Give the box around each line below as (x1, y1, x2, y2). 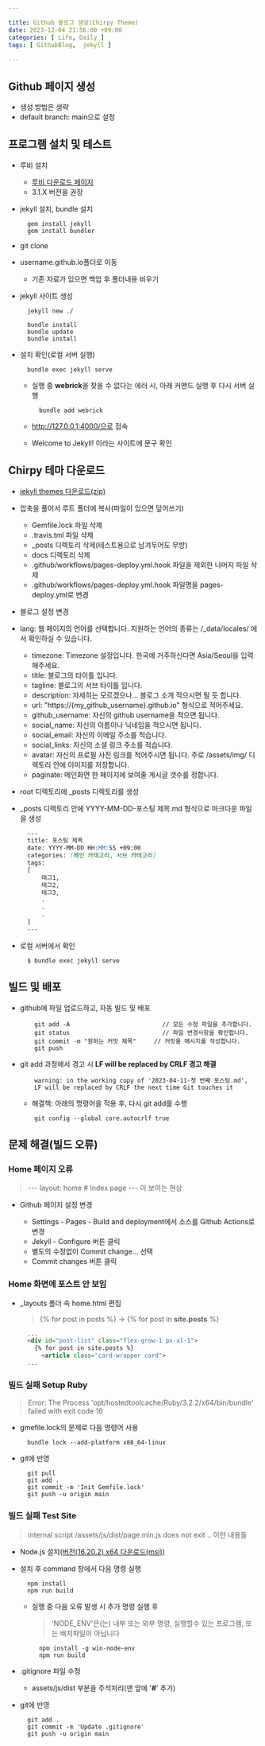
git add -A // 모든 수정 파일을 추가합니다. (34, 1020, 252, 1029)
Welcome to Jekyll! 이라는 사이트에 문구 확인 (31, 438, 172, 448)
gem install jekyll (27, 220, 91, 227)
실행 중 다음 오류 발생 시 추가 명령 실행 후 (31, 1601, 159, 1611)
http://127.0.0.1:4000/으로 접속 (31, 421, 129, 430)
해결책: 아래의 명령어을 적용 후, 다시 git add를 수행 (31, 1099, 188, 1108)
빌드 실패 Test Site (8, 1511, 77, 1522)
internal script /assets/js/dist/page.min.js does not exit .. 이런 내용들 (27, 1530, 248, 1539)
